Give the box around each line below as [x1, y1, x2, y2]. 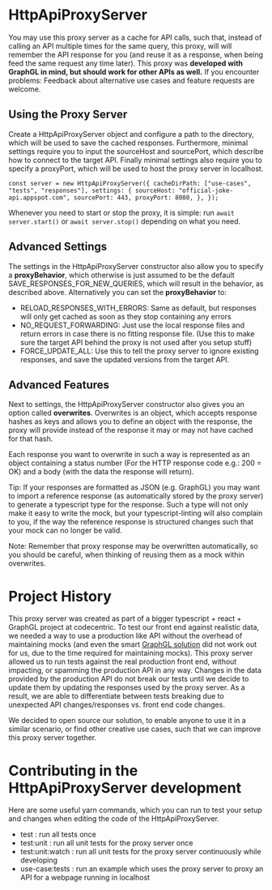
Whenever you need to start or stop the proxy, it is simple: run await [8, 208, 235, 217]
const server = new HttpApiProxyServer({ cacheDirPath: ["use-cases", [8, 179, 252, 187]
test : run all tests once [19, 829, 97, 840]
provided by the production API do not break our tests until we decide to [8, 674, 249, 684]
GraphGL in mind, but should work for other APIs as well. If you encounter [8, 66, 260, 76]
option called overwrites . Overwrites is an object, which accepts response [8, 408, 257, 418]
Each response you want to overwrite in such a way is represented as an [8, 450, 251, 460]
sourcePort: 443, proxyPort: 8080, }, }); [73, 193, 219, 202]
